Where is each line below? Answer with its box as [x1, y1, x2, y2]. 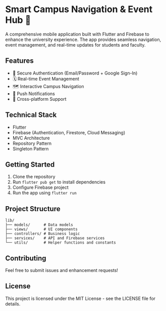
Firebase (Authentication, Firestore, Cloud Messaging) [12, 129, 126, 135]
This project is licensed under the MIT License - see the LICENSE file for [5, 295, 155, 301]
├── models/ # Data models [5, 222, 73, 227]
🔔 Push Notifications [12, 90, 56, 97]
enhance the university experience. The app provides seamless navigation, [5, 36, 161, 43]
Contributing [5, 254, 46, 262]
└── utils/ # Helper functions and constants [5, 240, 116, 245]
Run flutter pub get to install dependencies [12, 179, 106, 185]
